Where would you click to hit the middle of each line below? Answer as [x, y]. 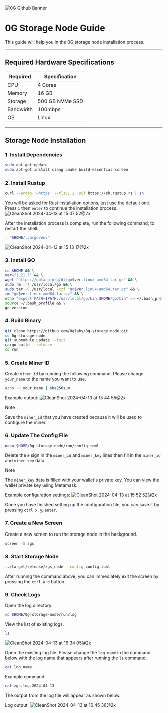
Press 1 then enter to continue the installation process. [61, 208]
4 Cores [47, 85]
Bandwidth [20, 109]
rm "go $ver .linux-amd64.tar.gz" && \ [44, 294]
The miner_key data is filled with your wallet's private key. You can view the [82, 480]
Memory [17, 93]
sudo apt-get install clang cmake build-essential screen [67, 170]
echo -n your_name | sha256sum [38, 388]
